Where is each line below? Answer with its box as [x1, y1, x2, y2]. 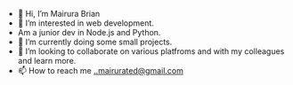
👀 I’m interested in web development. [17, 18, 154, 28]
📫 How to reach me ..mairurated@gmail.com [17, 66, 184, 75]
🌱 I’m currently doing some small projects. [17, 36, 173, 47]
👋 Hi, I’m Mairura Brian [17, 9, 101, 19]
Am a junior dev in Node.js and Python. [17, 27, 161, 37]
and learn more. [17, 56, 77, 66]
